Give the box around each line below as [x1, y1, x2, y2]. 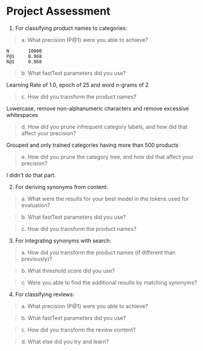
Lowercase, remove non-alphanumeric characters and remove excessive [6, 105, 189, 112]
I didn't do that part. [6, 171, 57, 179]
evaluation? [21, 201, 50, 208]
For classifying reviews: [15, 291, 75, 298]
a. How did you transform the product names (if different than [21, 249, 176, 256]
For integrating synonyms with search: [15, 236, 111, 244]
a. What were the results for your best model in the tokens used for [21, 195, 190, 202]
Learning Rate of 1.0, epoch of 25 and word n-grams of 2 [6, 81, 149, 88]
